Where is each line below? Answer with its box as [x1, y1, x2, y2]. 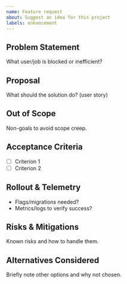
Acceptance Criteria [6, 142, 83, 152]
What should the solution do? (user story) [6, 91, 109, 98]
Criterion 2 [14, 164, 42, 171]
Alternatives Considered [6, 255, 100, 265]
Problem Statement [6, 42, 80, 52]
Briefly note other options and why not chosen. [6, 271, 122, 279]
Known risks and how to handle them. [6, 238, 99, 245]
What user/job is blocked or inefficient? [6, 58, 103, 65]
